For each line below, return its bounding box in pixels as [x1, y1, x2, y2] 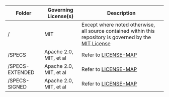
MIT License [81, 40, 111, 47]
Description [107, 10, 136, 17]
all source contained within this [81, 28, 155, 34]
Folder [16, 10, 32, 17]
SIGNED [8, 83, 27, 90]
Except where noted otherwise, [81, 21, 155, 28]
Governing [47, 7, 74, 13]
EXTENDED [8, 69, 35, 76]
